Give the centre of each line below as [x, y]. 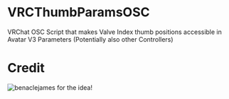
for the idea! [74, 87]
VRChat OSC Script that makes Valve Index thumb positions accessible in [115, 32]
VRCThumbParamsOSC [79, 12]
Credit [26, 68]
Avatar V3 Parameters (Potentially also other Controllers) [90, 39]
